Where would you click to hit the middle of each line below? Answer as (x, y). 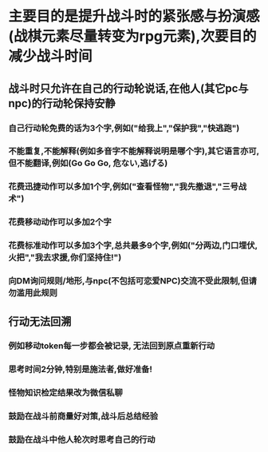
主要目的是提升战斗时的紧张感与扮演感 (134, 16)
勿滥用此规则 (33, 293)
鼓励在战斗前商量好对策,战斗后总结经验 (83, 416)
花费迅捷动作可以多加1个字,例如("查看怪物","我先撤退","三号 (124, 187)
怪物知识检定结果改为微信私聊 (66, 393)
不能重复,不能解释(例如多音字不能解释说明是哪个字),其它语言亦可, (134, 151)
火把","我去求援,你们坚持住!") (65, 258)
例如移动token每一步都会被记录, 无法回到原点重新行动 (112, 346)
